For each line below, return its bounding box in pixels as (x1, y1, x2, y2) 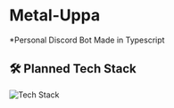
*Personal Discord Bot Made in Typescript (9, 35, 165, 45)
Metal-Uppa (9, 5, 101, 26)
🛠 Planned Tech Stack (9, 61, 137, 76)
